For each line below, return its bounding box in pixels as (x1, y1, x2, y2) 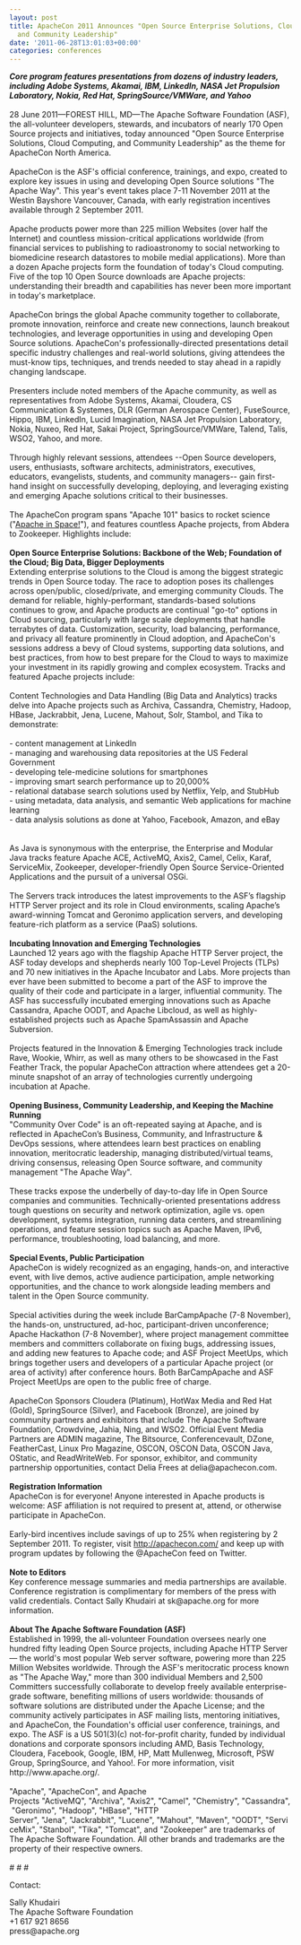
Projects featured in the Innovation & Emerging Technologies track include (9, 1043, 283, 1054)
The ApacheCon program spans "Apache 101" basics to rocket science (9, 509, 271, 520)
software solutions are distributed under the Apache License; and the (9, 1700, 266, 1711)
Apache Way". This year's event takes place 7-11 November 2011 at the (9, 186, 271, 196)
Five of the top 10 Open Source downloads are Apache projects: (9, 271, 246, 282)
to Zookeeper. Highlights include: (9, 528, 132, 539)
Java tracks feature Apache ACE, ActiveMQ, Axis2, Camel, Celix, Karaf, (9, 853, 271, 864)
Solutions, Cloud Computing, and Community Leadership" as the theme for (9, 138, 286, 149)
